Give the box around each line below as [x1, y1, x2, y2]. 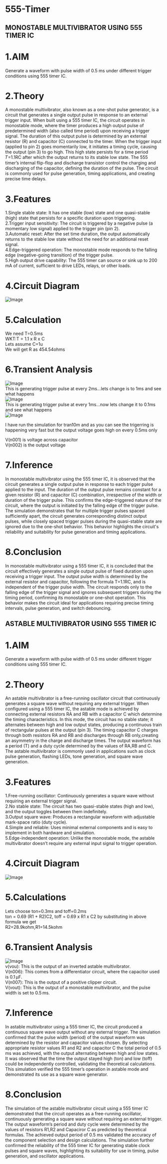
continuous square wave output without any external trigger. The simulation [5, 1029, 161, 1035]
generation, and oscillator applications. [5, 1153, 85, 1159]
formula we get [5, 919, 36, 925]
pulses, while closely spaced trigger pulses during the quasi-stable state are [5, 518, 162, 524]
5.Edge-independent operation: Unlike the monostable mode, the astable [5, 835, 155, 841]
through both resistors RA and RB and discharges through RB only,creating [5, 732, 159, 738]
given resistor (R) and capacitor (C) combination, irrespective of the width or [5, 492, 163, 498]
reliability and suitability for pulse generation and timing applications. [5, 529, 147, 535]
